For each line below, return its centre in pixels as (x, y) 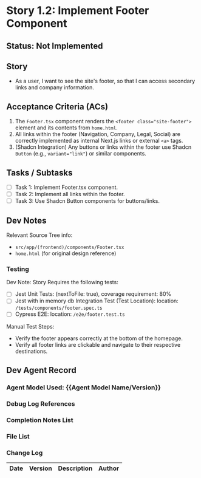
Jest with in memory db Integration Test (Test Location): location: (97, 301)
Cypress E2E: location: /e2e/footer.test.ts (70, 314)
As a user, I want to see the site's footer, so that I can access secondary (105, 81)
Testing (18, 269)
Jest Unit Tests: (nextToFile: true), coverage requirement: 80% (93, 294)
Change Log (25, 452)
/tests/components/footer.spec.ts (59, 308)
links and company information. (54, 87)
